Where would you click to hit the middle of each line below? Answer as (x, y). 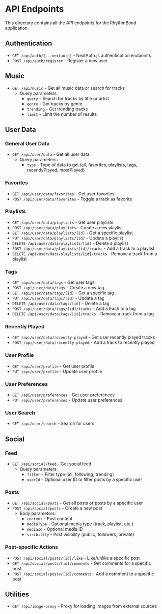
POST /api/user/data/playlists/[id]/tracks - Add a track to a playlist (83, 248)
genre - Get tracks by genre (54, 103)
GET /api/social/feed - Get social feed (52, 464)
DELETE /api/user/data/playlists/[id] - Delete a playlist (70, 243)
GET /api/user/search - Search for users (53, 424)
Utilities (17, 594)
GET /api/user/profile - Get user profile (53, 366)
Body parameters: (38, 513)
